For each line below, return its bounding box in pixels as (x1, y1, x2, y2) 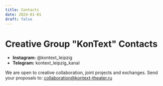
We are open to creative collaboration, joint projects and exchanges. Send (5, 69, 158, 75)
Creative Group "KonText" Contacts (5, 38, 158, 49)
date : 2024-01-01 (5, 12, 42, 17)
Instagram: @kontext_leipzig (12, 54, 73, 60)
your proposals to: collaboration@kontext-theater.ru (5, 75, 113, 81)
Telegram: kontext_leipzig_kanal (12, 60, 80, 66)
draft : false (5, 16, 33, 21)
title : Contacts (5, 7, 39, 12)
